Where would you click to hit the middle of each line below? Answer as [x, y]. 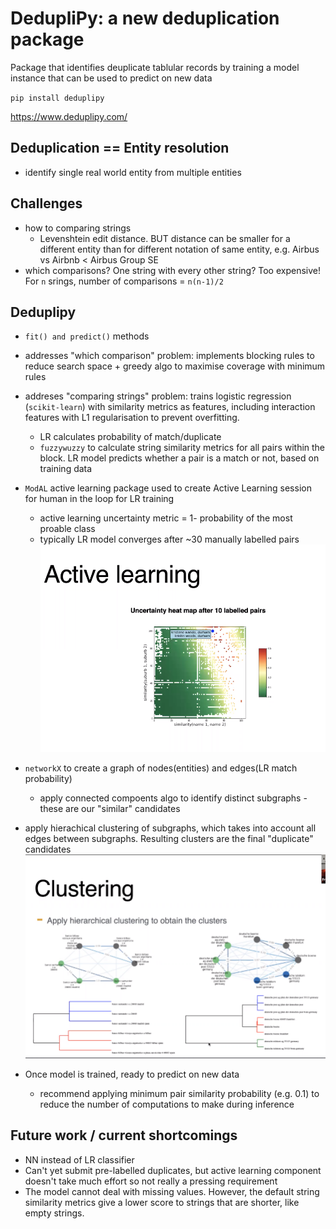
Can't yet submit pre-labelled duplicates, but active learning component [173, 1170]
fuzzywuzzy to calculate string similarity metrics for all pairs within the [182, 448]
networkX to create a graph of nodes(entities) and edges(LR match [161, 768]
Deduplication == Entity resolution [120, 148]
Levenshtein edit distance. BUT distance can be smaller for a [165, 238]
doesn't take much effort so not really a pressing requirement [151, 1181]
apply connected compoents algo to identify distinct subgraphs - [173, 798]
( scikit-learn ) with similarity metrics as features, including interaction [170, 407]
